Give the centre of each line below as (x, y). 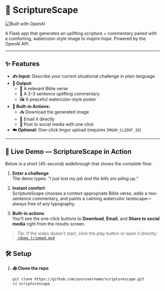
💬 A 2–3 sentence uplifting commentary (59, 94)
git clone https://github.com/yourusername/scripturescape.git (78, 279)
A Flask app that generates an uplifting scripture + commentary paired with (81, 33)
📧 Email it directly (37, 119)
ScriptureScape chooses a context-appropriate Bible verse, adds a (80, 193)
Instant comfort (28, 188)
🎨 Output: (22, 83)
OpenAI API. (17, 43)
